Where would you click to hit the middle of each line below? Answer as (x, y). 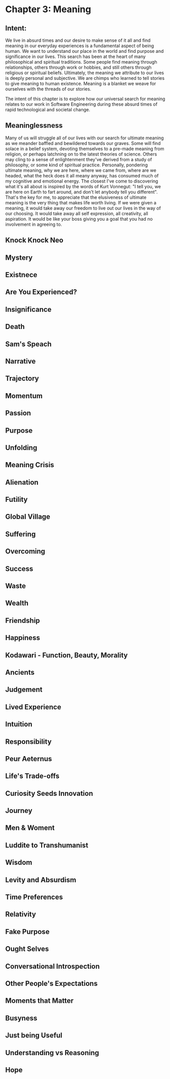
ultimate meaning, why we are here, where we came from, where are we (81, 170)
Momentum (24, 396)
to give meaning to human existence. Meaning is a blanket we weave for (81, 83)
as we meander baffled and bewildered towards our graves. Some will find (83, 143)
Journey (19, 811)
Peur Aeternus (29, 759)
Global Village (28, 517)
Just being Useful (34, 1036)
